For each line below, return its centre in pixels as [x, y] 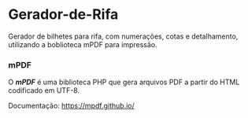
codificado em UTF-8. [44, 90]
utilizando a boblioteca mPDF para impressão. [83, 44]
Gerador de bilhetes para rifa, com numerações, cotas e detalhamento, [123, 36]
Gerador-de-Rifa [63, 15]
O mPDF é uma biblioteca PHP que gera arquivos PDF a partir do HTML [124, 82]
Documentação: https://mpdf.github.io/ [72, 106]
